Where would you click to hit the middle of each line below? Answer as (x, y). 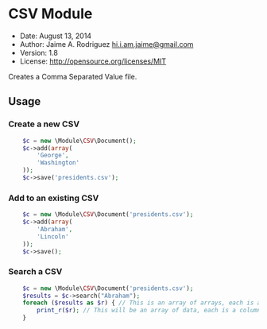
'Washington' (58, 163)
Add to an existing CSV (54, 198)
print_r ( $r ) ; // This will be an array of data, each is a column (149, 311)
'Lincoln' (53, 236)
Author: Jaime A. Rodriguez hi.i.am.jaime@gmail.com (106, 44)
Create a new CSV (44, 124)
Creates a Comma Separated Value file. (73, 76)
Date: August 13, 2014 (56, 36)
